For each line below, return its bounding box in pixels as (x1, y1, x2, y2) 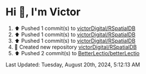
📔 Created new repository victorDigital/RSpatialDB (14, 43, 137, 51)
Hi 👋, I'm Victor (5, 5, 81, 19)
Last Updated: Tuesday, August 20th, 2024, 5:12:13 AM (5, 61, 141, 68)
